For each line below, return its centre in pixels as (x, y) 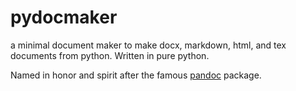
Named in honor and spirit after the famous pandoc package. (136, 75)
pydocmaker (64, 17)
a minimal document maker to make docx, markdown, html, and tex (148, 45)
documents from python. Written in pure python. (110, 55)
